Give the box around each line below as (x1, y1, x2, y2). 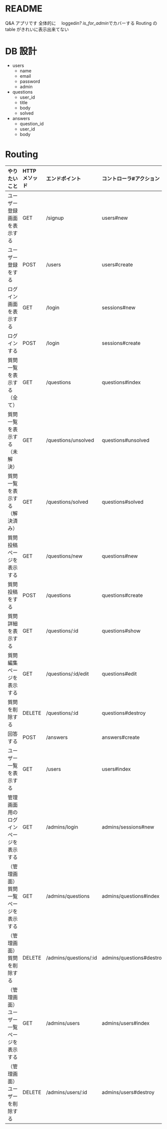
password (19, 78, 41, 84)
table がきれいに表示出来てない (5, 26, 69, 32)
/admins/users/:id (46, 1089, 87, 1096)
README (5, 3, 43, 14)
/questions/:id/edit (46, 670, 89, 677)
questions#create (101, 591, 143, 598)
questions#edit (101, 670, 137, 677)
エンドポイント (46, 175, 81, 182)
